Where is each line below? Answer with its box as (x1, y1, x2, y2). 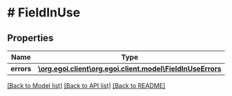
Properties (7, 32, 54, 44)
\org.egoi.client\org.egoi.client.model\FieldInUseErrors (37, 64, 222, 73)
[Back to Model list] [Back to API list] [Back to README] (7, 82, 166, 90)
